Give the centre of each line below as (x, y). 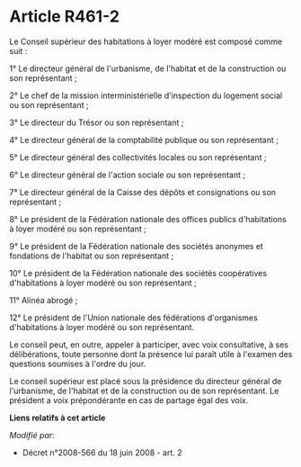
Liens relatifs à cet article (58, 418)
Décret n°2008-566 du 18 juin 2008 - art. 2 (102, 453)
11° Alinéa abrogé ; (44, 300)
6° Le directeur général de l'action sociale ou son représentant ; (128, 175)
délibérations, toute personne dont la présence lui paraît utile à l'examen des (151, 354)
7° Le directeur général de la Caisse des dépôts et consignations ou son (143, 192)
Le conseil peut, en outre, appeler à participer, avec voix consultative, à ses (149, 345)
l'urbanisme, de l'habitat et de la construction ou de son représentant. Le (144, 391)
